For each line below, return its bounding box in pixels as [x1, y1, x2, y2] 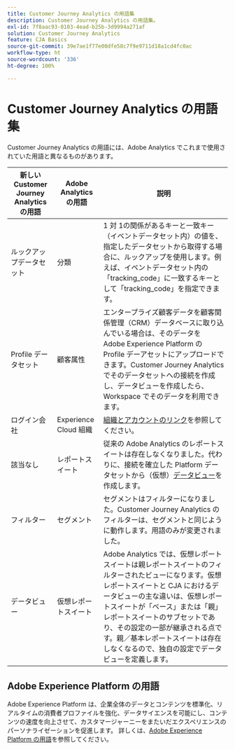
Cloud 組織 [57, 425, 93, 435]
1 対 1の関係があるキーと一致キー [103, 220, 215, 230]
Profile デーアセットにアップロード [103, 349, 218, 359]
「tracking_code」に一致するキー [103, 273, 213, 282]
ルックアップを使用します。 [123, 252, 215, 261]
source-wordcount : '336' [7, 56, 80, 63]
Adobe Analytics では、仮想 [103, 549, 194, 559]
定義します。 [131, 654, 173, 664]
